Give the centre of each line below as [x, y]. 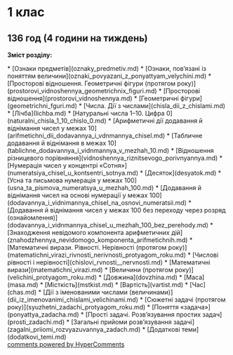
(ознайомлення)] [33, 217]
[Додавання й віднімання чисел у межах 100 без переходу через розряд [116, 210]
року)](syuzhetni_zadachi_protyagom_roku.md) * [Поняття [93, 307]
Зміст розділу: [30, 55]
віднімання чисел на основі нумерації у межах [78, 195]
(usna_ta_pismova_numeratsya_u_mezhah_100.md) [81, 188]
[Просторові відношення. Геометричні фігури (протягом [92, 83]
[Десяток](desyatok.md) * [183, 173]
